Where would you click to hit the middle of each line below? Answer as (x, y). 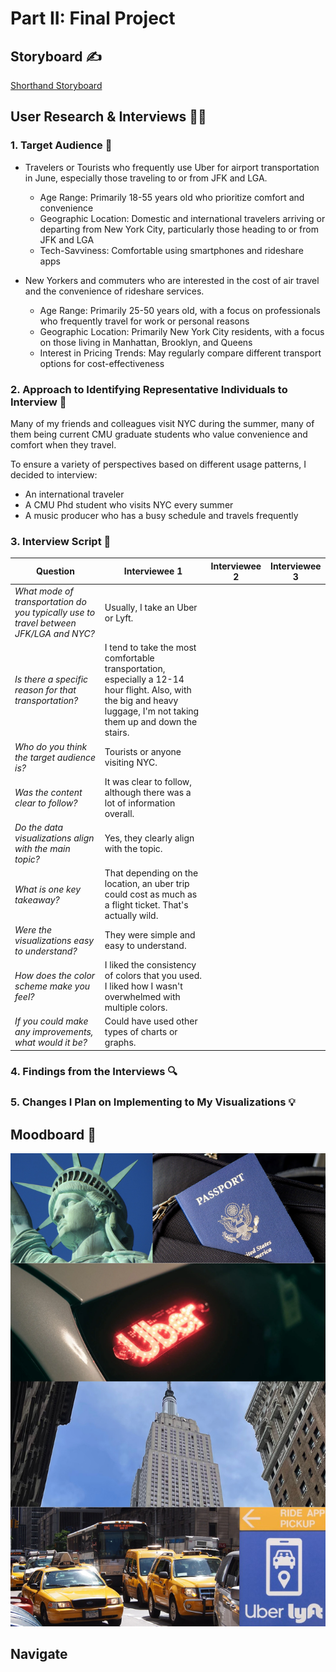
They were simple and (150, 935)
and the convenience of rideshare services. (114, 291)
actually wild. (131, 916)
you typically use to (55, 613)
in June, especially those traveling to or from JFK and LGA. (146, 178)
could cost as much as (151, 894)
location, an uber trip (147, 884)
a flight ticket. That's (146, 905)
